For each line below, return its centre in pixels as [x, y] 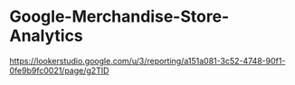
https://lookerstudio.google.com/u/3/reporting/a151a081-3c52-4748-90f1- [147, 61]
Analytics [46, 36]
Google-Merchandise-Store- [119, 17]
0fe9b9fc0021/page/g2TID [59, 71]
